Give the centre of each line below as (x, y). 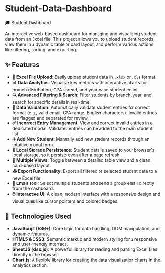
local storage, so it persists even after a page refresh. (66, 155)
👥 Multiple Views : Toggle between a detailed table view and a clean (81, 160)
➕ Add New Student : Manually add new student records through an (81, 139)
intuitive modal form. (33, 144)
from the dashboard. (33, 188)
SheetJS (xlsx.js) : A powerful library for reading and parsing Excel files (85, 249)
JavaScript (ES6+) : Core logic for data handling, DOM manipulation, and (86, 228)
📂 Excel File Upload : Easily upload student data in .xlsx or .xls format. (84, 77)
